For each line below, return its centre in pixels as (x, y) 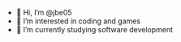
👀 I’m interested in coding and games (78, 21)
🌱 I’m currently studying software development (94, 29)
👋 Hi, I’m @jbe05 (44, 13)
